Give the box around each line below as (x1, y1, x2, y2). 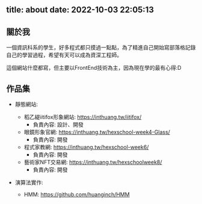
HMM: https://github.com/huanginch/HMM (23, 191, 130, 198)
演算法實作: (14, 179, 43, 186)
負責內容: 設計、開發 (32, 121, 84, 128)
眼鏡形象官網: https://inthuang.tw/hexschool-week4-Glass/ (23, 129, 170, 136)
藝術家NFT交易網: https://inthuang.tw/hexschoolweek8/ (23, 159, 162, 166)
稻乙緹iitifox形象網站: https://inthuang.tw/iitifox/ (23, 114, 142, 121)
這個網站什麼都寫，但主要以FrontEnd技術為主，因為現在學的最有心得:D (6, 64, 182, 72)
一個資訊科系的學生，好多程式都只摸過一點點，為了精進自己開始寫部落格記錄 (6, 44, 196, 51)
